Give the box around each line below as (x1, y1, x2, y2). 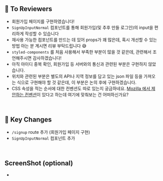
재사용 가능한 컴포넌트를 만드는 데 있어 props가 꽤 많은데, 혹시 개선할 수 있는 (11, 37, 157, 42)
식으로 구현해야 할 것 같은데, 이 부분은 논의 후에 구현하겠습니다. (17, 79, 137, 85)
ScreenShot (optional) (4, 159, 74, 167)
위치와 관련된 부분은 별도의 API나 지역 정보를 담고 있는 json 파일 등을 (11, 73, 143, 79)
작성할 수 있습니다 (24, 30, 59, 37)
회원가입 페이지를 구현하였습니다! (11, 18, 75, 24)
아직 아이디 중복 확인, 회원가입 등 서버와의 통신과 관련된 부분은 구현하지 (11, 61, 147, 67)
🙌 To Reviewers (4, 5, 52, 13)
